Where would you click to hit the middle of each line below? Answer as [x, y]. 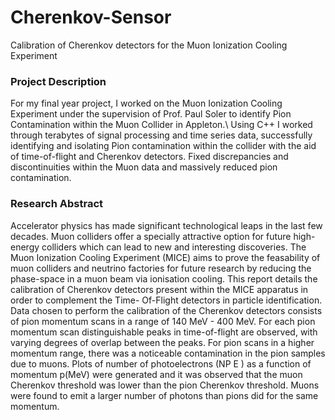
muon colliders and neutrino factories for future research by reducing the [161, 268]
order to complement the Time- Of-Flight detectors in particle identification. [166, 300]
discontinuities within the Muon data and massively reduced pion [144, 167]
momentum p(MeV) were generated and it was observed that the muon [156, 374]
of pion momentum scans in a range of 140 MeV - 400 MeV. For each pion [163, 321]
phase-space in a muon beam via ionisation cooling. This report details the [164, 278]
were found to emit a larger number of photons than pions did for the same [164, 395]
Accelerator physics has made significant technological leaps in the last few [166, 225]
